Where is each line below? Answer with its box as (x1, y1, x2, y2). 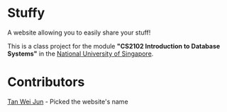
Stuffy (7, 5, 45, 21)
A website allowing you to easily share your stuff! (7, 28, 151, 37)
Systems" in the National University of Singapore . (7, 49, 154, 58)
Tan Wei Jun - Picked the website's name (7, 97, 129, 106)
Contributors (7, 74, 85, 90)
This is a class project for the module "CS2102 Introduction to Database (7, 42, 221, 50)
